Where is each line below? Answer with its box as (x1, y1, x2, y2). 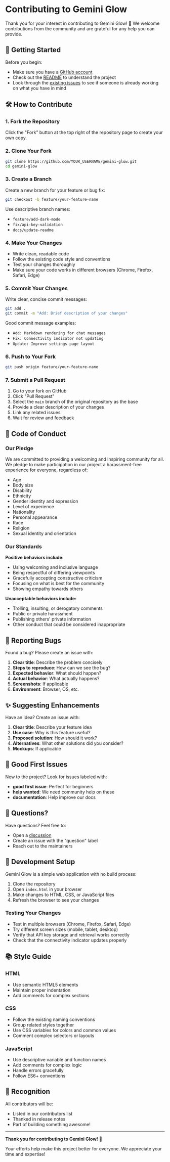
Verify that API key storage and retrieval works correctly (12, 931, 130, 937)
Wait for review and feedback (12, 415, 74, 421)
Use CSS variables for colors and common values (12, 1027, 116, 1033)
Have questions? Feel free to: (5, 822, 66, 828)
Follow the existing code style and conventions (12, 256, 111, 262)
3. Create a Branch (5, 175, 52, 183)
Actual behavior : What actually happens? (12, 676, 100, 682)
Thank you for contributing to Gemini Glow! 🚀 (5, 1136, 103, 1142)
